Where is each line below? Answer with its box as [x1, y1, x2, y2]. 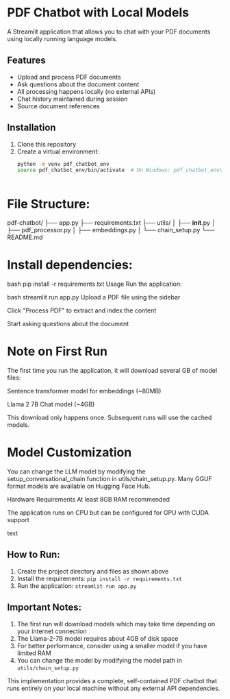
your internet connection [16, 627, 87, 635]
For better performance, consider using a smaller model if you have [16, 641, 207, 650]
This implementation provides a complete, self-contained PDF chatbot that [7, 676, 218, 685]
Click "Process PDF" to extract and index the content [7, 306, 157, 315]
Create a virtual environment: [16, 147, 99, 156]
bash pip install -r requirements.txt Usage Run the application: [7, 280, 183, 289]
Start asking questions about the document [7, 320, 129, 328]
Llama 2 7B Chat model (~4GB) [7, 400, 95, 408]
